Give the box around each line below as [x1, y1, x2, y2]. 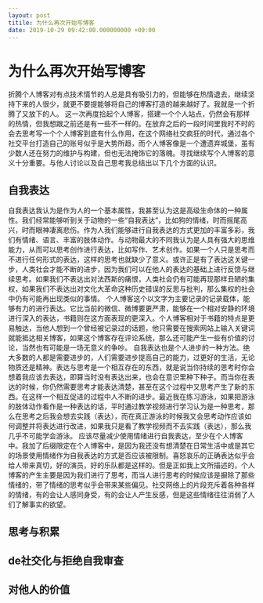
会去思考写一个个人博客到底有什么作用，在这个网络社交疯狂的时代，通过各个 [8, 129, 255, 138]
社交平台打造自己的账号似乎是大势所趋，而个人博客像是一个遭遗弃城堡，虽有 [8, 139, 255, 148]
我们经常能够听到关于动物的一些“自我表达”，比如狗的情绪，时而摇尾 [21, 216, 241, 225]
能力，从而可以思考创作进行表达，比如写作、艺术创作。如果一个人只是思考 [8, 245, 248, 255]
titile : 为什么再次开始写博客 [8, 19, 95, 27]
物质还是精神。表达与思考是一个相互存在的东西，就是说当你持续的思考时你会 [8, 362, 255, 372]
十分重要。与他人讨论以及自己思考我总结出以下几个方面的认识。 [14, 158, 221, 168]
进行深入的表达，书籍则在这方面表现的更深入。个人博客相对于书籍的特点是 [8, 314, 248, 323]
